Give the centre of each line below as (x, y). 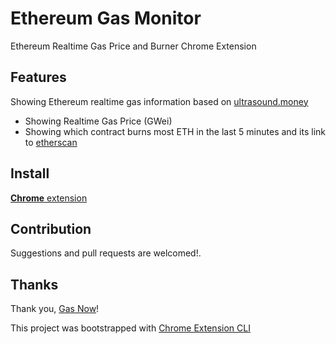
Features (38, 77)
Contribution (51, 228)
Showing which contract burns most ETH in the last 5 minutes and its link (175, 131)
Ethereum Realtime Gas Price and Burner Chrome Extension (133, 46)
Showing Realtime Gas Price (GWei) (98, 121)
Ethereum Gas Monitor (106, 18)
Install (30, 173)
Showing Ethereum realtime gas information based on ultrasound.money (159, 101)
